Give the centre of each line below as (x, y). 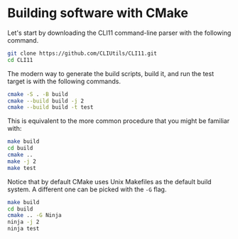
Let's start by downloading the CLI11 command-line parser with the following (119, 33)
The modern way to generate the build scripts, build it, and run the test (111, 73)
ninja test (23, 229)
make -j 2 (22, 161)
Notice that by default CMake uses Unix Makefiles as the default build (109, 181)
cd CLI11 (20, 60)
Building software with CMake (98, 13)
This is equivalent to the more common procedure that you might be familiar (118, 121)
